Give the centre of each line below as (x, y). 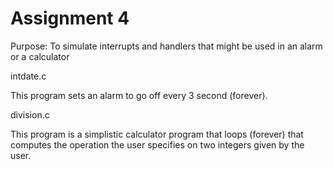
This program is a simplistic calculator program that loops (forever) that (157, 134)
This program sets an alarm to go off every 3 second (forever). (139, 95)
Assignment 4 (70, 18)
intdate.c (28, 76)
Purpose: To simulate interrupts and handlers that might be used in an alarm (166, 46)
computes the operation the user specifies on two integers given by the (157, 144)
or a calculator (40, 56)
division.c (30, 114)
